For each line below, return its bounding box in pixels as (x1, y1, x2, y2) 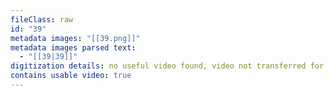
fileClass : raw (10, 14, 74, 25)
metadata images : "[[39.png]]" (10, 33, 141, 43)
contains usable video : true (10, 71, 132, 81)
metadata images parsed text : (10, 42, 137, 53)
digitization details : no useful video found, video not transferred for (10, 61, 325, 71)
